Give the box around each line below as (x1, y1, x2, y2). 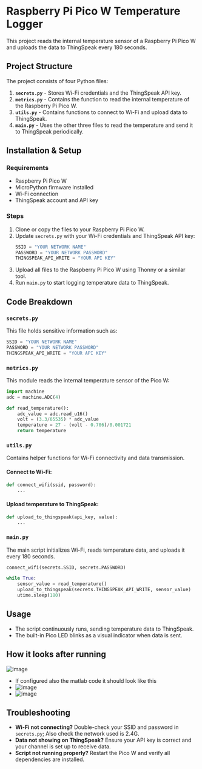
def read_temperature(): (6, 405, 69, 411)
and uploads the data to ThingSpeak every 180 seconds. (6, 44, 147, 51)
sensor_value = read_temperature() (17, 581, 107, 587)
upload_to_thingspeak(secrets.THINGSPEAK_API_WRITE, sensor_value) (17, 587, 191, 593)
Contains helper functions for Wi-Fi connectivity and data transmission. (6, 454, 185, 462)
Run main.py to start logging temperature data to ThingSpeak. (15, 279, 169, 286)
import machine (6, 388, 45, 395)
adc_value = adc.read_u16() (17, 411, 88, 417)
